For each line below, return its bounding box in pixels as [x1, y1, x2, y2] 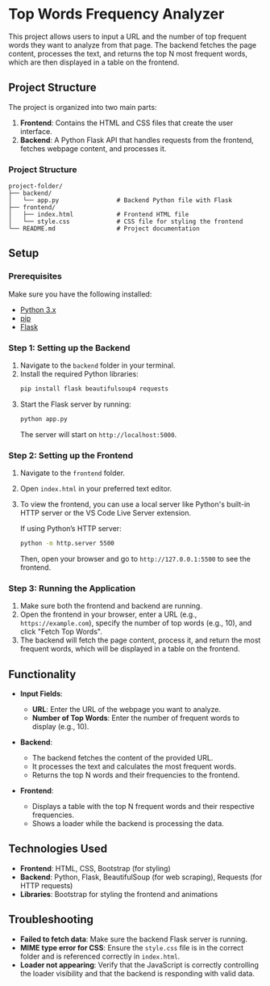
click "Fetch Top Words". [19, 627, 102, 637]
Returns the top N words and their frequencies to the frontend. [31, 770, 240, 780]
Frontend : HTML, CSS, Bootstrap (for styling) [19, 863, 171, 873]
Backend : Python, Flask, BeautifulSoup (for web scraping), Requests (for [19, 872, 263, 882]
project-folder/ [8, 183, 63, 191]
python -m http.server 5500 [19, 539, 114, 548]
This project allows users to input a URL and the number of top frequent [8, 32, 247, 41]
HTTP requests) [19, 880, 73, 890]
